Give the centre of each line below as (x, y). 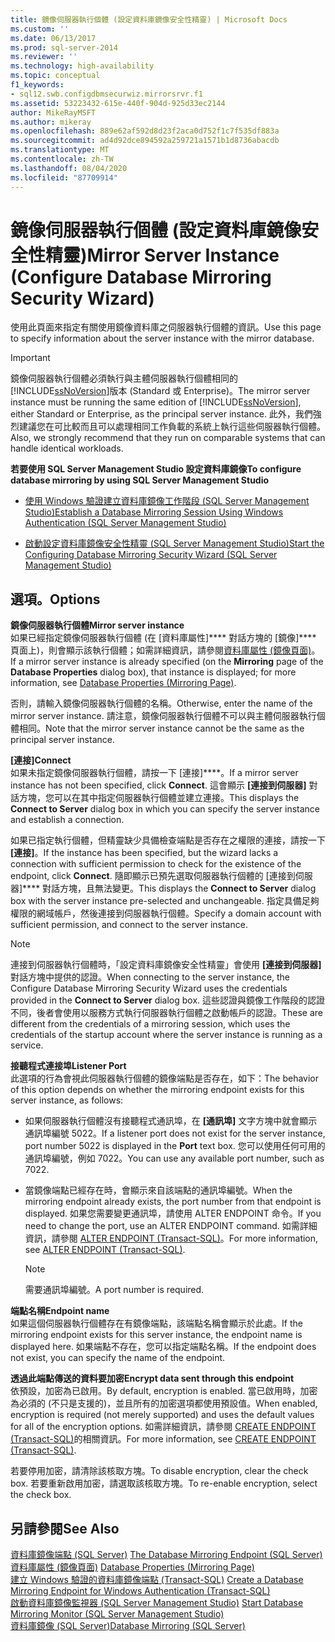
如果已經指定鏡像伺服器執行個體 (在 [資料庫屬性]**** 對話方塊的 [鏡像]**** (163, 638)
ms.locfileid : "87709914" (64, 177)
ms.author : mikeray (51, 122)
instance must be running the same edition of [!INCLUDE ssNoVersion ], (156, 402)
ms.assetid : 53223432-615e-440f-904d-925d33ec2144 (118, 103)
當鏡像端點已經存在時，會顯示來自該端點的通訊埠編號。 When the (158, 1190)
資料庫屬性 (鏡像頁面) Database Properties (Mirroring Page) (132, 1567)
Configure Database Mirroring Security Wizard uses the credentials (149, 988)
